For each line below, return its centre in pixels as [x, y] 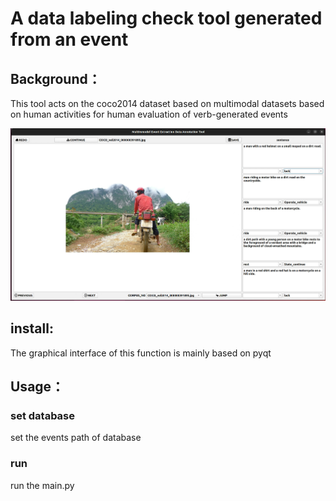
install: [32, 328]
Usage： [37, 387]
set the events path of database [76, 438]
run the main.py [42, 485]
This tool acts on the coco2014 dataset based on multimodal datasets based [167, 103]
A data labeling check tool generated [166, 18]
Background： [56, 78]
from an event [69, 39]
